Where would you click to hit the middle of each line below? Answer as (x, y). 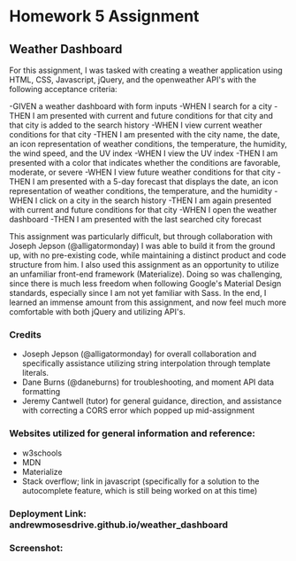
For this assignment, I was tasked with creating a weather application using (146, 70)
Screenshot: (36, 549)
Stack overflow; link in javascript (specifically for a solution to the (140, 481)
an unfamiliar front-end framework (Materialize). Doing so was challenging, (146, 274)
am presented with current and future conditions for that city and (155, 116)
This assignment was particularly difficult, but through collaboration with (141, 236)
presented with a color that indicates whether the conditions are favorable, (145, 163)
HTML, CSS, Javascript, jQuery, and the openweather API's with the (133, 80)
